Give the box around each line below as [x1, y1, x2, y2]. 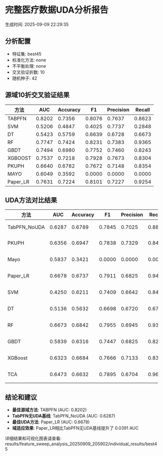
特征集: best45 [12, 51, 42, 56]
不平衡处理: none [12, 63, 46, 69]
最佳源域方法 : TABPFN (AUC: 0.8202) [12, 407, 87, 413]
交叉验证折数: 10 [12, 69, 45, 75]
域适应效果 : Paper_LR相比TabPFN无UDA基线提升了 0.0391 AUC [12, 425, 139, 431]
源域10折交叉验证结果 [5, 91, 70, 99]
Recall [135, 106, 150, 113]
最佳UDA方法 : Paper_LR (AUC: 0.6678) [12, 419, 90, 425]
